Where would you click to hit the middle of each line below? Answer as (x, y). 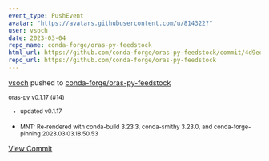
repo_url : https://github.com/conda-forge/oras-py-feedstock (112, 61)
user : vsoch (28, 30)
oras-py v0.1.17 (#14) (36, 97)
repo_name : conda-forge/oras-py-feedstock (80, 45)
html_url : (25, 53)
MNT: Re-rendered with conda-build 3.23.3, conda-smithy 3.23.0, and (116, 127)
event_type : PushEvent (46, 16)
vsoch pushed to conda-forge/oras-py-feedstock (90, 82)
